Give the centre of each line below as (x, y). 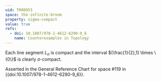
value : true (18, 24)
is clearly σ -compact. (40, 59)
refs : (11, 29)
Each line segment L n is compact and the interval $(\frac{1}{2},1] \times (79, 53)
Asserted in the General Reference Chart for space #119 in (66, 69)
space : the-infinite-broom (34, 15)
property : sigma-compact (31, 19)
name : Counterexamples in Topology (52, 38)
